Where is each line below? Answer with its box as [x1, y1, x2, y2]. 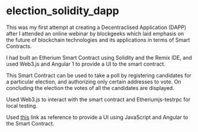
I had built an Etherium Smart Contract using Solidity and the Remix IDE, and [6, 54, 193, 61]
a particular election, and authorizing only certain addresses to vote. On [6, 78, 182, 85]
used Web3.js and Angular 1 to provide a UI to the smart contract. [6, 60, 166, 67]
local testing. [6, 102, 37, 109]
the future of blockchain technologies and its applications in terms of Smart [6, 36, 190, 43]
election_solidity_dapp [6, 4, 120, 18]
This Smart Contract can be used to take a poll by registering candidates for [6, 72, 191, 79]
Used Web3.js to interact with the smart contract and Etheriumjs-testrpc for [6, 96, 191, 103]
